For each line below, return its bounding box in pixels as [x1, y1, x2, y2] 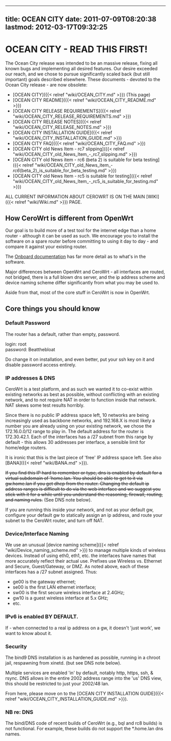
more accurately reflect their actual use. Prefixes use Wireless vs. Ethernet [5, 558, 162, 564]
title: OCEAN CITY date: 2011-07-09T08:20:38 [5, 15, 157, 23]
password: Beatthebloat [5, 346, 55, 352]
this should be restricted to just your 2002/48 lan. [5, 681, 109, 687]
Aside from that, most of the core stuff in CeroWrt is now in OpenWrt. [5, 289, 150, 296]
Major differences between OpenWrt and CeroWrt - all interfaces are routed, [5, 269, 165, 275]
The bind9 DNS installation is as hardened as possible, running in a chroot [5, 654, 160, 660]
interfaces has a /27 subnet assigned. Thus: [5, 569, 98, 575]
